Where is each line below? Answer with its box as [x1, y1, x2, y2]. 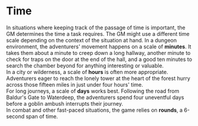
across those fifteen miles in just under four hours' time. [6, 81, 144, 88]
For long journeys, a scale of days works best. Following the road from [6, 87, 180, 94]
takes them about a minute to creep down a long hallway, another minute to [6, 49, 191, 56]
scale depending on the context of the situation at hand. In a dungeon [6, 36, 177, 44]
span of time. [26, 112, 58, 120]
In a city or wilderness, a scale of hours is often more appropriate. [6, 68, 168, 75]
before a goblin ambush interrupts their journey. [6, 100, 124, 107]
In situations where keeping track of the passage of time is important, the [6, 24, 186, 31]
